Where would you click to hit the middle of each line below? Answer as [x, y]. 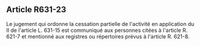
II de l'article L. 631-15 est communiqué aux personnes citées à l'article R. [97, 30]
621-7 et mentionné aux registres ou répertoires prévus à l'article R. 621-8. [98, 36]
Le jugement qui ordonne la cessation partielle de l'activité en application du [100, 24]
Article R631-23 [36, 10]
